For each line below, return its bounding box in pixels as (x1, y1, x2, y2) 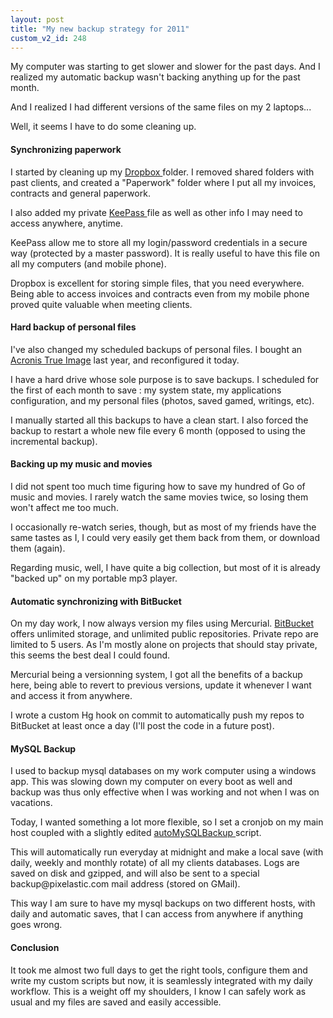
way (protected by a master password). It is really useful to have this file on (10, 247, 320, 259)
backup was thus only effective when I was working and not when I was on (10, 786, 320, 798)
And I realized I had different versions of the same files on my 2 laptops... (10, 101, 312, 113)
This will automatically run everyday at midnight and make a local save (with (10, 846, 324, 858)
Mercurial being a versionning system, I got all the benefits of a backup (10, 669, 303, 681)
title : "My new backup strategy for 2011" (10, 24, 190, 34)
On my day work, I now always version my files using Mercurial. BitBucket (10, 617, 315, 630)
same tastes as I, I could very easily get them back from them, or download (10, 531, 321, 543)
